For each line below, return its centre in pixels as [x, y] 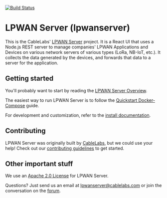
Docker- [147, 100]
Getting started [29, 79]
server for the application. [32, 63]
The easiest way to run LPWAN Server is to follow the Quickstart [71, 100]
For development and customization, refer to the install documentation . [78, 115]
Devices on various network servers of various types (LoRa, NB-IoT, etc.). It [83, 52]
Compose [15, 105]
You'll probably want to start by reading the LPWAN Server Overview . [76, 90]
